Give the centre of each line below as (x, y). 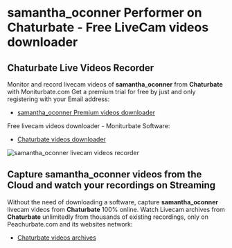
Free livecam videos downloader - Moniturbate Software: (89, 126)
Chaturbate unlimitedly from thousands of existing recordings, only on (108, 217)
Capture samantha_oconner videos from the (105, 175)
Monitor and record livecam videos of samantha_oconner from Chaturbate (115, 84)
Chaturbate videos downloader (61, 139)
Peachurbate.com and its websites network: (70, 224)
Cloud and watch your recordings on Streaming (111, 185)
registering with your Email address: (59, 99)
